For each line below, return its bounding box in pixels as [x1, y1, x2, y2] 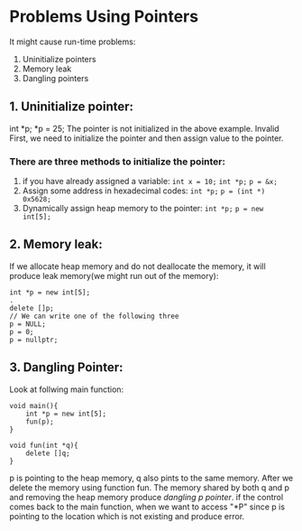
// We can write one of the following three [9, 312, 179, 321]
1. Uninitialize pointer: [9, 99, 133, 115]
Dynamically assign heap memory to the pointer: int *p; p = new [22, 203, 264, 214]
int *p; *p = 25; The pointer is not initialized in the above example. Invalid [9, 123, 279, 134]
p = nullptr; [9, 335, 59, 344]
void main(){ [9, 401, 59, 410]
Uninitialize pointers [22, 53, 96, 64]
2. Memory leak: [9, 237, 103, 252]
